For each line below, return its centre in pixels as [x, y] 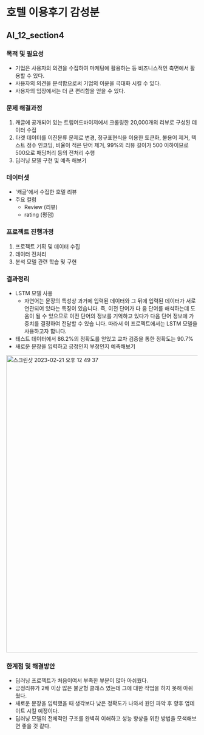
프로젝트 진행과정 [30, 232]
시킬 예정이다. [43, 711]
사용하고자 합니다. [45, 331]
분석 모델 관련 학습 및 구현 [46, 261]
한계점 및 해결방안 [31, 666]
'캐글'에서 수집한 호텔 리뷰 [46, 192]
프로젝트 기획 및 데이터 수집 [48, 246]
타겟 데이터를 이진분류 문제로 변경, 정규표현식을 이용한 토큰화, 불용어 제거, [102, 138]
